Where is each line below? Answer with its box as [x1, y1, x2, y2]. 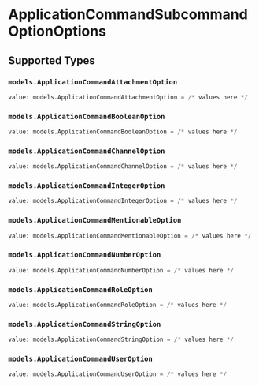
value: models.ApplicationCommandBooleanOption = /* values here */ [8, 128, 238, 136]
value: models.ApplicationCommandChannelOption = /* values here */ [8, 163, 238, 171]
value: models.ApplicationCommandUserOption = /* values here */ [8, 370, 227, 378]
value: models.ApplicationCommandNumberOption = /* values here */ [8, 266, 235, 274]
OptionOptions [8, 22, 107, 40]
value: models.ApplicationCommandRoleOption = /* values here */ [8, 301, 227, 309]
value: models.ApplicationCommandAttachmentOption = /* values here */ [8, 93, 248, 101]
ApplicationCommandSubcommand [8, 6, 248, 24]
